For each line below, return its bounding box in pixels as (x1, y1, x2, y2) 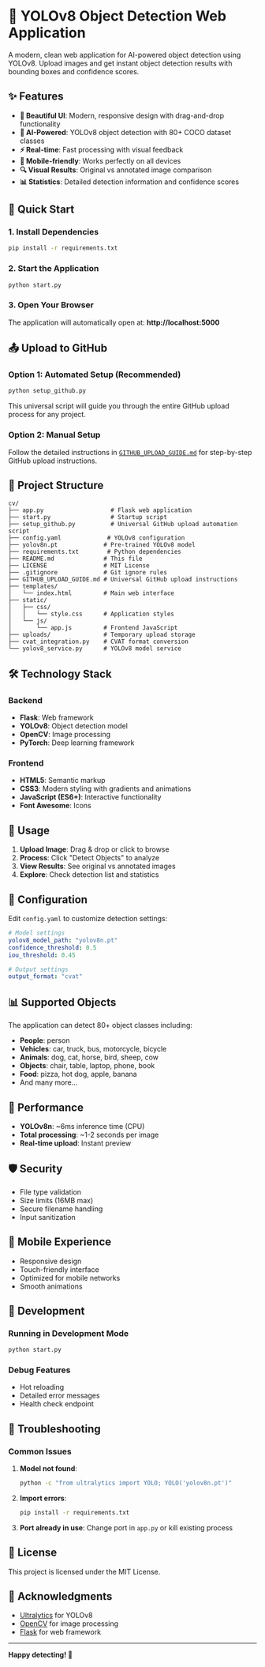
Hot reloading (19, 1383, 65, 1392)
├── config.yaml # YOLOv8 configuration (8, 534, 185, 542)
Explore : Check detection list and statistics (19, 870, 159, 879)
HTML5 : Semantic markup (19, 776, 106, 785)
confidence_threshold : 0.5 (8, 943, 97, 951)
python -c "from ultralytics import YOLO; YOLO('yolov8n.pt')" (19, 1479, 233, 1488)
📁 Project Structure (8, 479, 104, 492)
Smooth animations (19, 1281, 83, 1291)
